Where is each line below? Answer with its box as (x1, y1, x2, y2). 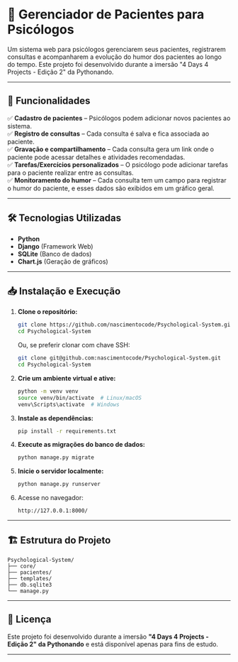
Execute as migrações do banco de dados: (17, 440, 145, 449)
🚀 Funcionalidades (7, 95, 91, 107)
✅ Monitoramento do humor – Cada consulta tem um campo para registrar (7, 175, 227, 184)
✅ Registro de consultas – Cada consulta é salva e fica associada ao (7, 129, 210, 138)
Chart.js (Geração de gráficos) (17, 257, 108, 266)
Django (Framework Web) (17, 242, 93, 251)
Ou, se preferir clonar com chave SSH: (17, 341, 130, 349)
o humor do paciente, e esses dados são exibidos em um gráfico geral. (7, 184, 215, 192)
